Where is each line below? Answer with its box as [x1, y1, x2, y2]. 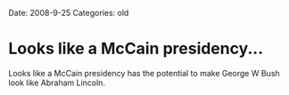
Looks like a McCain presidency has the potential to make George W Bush [8, 67, 280, 78]
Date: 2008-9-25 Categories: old [8, 8, 129, 18]
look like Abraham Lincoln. [8, 77, 106, 88]
